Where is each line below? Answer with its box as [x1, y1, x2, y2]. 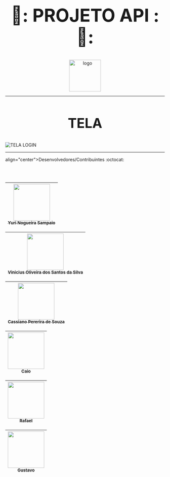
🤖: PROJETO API [11, 5, 149, 27]
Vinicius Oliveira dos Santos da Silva [8, 269, 83, 276]
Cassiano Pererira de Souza [8, 319, 65, 325]
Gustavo [17, 467, 35, 473]
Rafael [19, 418, 33, 424]
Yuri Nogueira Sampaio [8, 220, 56, 226]
